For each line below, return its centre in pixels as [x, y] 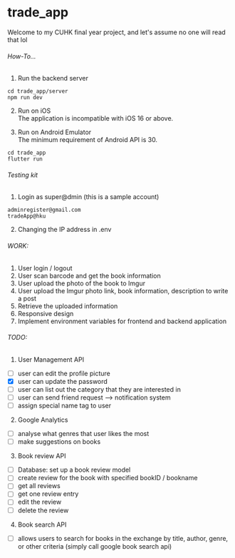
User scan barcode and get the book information [89, 275]
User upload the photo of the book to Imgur [82, 283]
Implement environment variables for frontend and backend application [122, 321]
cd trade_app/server [38, 91]
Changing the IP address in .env [64, 230]
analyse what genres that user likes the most [83, 434]
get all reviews [39, 486]
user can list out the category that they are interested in [99, 389]
